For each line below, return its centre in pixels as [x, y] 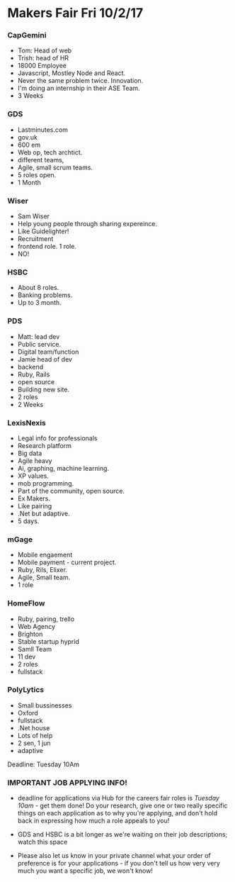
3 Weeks [30, 96]
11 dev [27, 657]
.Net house [34, 727]
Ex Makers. [34, 498]
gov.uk [27, 137]
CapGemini [27, 35]
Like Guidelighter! [43, 231]
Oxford [28, 713]
